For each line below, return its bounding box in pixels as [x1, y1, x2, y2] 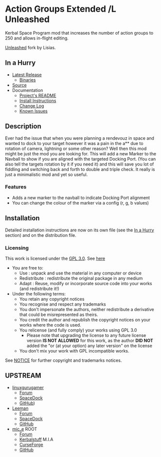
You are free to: [12, 265, 44, 270]
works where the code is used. [19, 322, 81, 328]
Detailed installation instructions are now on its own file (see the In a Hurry [5, 227, 154, 233]
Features [5, 184, 27, 190]
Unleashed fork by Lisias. [5, 44, 56, 50]
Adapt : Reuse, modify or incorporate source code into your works [19, 280, 152, 286]
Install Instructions [19, 98, 56, 104]
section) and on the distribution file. [5, 232, 76, 238]
